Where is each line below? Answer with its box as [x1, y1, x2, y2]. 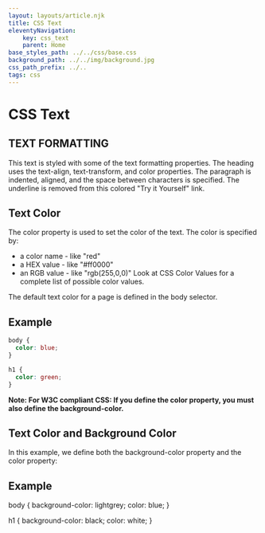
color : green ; [15, 373, 62, 381]
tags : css [8, 71, 41, 79]
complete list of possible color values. [19, 276, 145, 287]
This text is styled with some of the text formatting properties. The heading [8, 158, 255, 167]
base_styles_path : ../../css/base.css [8, 49, 137, 57]
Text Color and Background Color [8, 426, 177, 440]
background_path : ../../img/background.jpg [8, 57, 155, 65]
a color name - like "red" [19, 252, 101, 261]
